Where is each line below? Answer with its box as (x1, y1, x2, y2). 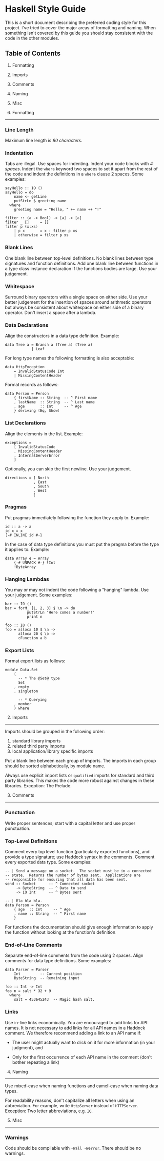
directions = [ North (5, 475, 49, 480)
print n (26, 614, 42, 619)
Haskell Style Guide (5, 3, 86, 15)
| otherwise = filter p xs (14, 233, 69, 238)
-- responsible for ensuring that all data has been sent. (5, 877, 128, 882)
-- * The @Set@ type (18, 676, 60, 681)
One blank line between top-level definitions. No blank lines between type (5, 255, 154, 261)
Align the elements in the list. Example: (5, 431, 83, 437)
